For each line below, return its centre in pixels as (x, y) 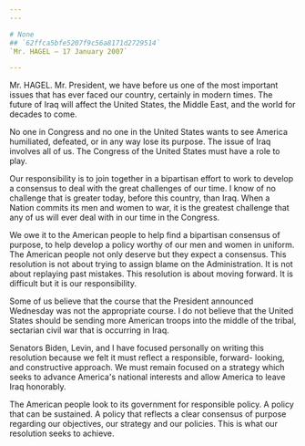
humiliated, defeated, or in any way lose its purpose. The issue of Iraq (140, 141)
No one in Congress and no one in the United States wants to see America (149, 132)
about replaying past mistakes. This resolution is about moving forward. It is (152, 274)
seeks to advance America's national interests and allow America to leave (147, 377)
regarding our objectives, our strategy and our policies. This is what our (143, 424)
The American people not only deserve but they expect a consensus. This (148, 254)
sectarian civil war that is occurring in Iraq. (90, 330)
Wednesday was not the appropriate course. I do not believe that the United (152, 311)
